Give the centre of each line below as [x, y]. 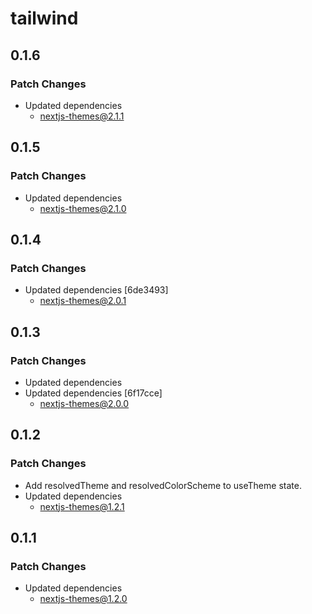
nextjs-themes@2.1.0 [83, 208]
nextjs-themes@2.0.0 [84, 403]
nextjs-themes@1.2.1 [82, 506]
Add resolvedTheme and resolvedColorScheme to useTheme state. [163, 485]
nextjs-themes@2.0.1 [83, 301]
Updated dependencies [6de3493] [96, 290]
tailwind [44, 18]
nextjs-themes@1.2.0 [83, 599]
